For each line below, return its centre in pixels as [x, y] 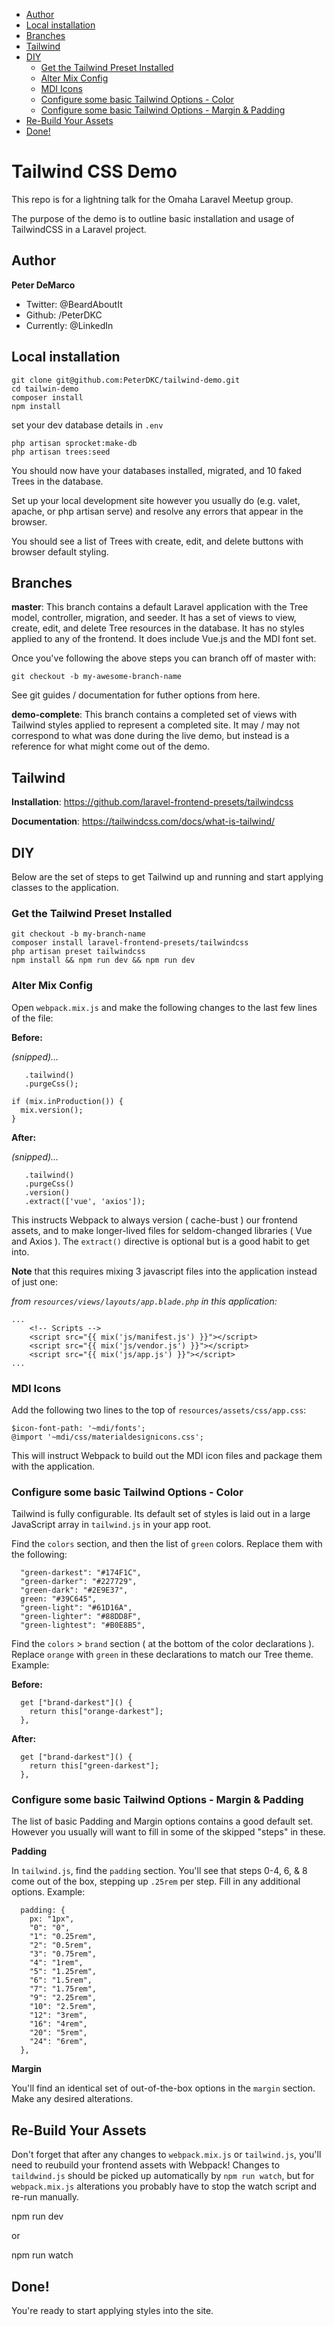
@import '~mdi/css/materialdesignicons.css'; [107, 1437]
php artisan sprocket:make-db [74, 443]
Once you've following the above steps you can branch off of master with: [164, 658]
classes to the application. [65, 887]
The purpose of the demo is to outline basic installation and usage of [153, 218]
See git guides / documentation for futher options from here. [136, 695]
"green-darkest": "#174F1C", [81, 1573]
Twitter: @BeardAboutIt [74, 304]
